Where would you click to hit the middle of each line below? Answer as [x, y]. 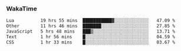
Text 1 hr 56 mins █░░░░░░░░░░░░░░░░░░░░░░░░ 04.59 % [91, 37]
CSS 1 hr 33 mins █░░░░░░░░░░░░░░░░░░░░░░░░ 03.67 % [91, 42]
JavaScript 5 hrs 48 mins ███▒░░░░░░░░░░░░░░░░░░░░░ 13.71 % [91, 32]
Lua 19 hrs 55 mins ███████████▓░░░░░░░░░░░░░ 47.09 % [91, 21]
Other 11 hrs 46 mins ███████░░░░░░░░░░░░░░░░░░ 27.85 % [91, 26]
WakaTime [22, 9]
